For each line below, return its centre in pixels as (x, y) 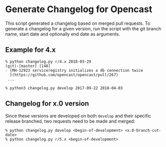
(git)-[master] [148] (28, 66)
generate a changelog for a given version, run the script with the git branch (83, 28)
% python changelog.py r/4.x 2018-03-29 (48, 62)
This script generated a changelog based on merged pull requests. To (78, 23)
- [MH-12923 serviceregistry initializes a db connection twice (74, 70)
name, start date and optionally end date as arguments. (63, 34)
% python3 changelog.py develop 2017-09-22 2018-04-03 (64, 88)
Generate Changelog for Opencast (79, 9)
